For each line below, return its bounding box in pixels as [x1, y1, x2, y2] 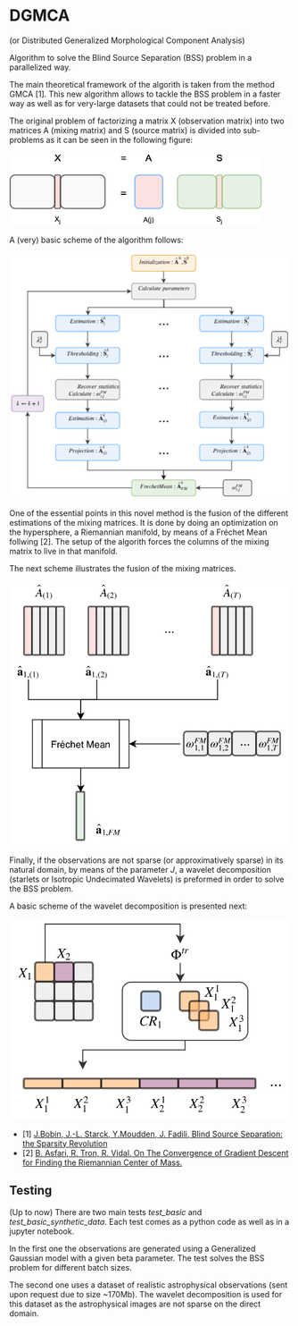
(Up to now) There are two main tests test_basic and [9, 1206, 203, 1217]
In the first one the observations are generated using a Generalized [9, 1243, 256, 1254]
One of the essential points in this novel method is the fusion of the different [9, 507, 288, 519]
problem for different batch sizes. [9, 1262, 132, 1272]
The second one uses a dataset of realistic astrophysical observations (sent [9, 1280, 288, 1290]
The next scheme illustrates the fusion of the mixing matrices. [9, 562, 236, 573]
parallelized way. [9, 62, 71, 72]
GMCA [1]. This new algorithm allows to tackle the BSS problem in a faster [9, 89, 281, 99]
